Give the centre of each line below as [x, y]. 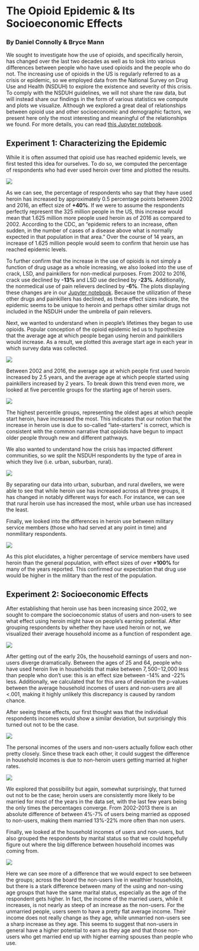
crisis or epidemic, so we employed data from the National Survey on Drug [97, 80]
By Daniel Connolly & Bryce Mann [55, 42]
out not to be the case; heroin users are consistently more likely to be [91, 795]
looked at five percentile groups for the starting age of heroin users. [89, 390]
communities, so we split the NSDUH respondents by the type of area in [94, 456]
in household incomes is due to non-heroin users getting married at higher [97, 760]
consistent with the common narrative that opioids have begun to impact [95, 431]
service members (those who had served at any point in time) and [86, 527]
